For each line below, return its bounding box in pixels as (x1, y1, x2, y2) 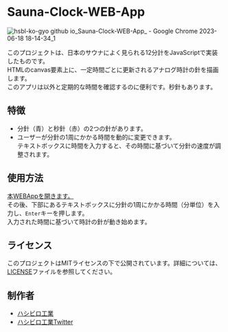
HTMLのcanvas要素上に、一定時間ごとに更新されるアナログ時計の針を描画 (7, 65, 219, 74)
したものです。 (7, 56, 49, 65)
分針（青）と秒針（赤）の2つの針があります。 (16, 124, 147, 133)
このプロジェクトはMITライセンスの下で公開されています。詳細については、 (7, 259, 222, 267)
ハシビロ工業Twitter (16, 318, 73, 327)
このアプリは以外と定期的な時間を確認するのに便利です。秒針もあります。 (7, 82, 217, 91)
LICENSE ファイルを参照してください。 (7, 267, 117, 276)
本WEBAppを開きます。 (7, 192, 74, 200)
